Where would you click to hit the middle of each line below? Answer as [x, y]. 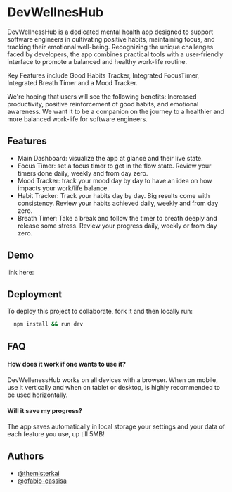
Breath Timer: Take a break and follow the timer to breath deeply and [117, 218]
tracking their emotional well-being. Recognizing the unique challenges [110, 47]
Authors [26, 456]
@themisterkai [38, 473]
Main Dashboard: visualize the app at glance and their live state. [110, 158]
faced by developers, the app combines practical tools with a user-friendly [115, 54]
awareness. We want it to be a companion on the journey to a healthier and [116, 111]
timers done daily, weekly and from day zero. [83, 173]
